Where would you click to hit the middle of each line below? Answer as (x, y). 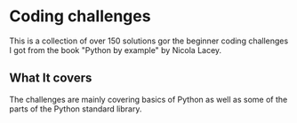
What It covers (51, 78)
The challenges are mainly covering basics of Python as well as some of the (148, 99)
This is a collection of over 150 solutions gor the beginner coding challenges (149, 41)
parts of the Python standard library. (76, 109)
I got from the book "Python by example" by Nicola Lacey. (116, 50)
